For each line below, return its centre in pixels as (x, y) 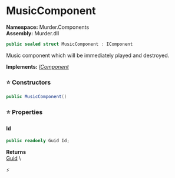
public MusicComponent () (37, 97)
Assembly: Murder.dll (33, 33)
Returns (16, 152)
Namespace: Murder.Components (48, 27)
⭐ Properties (24, 112)
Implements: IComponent (37, 66)
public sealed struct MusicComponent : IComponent (70, 44)
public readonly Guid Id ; (38, 141)
